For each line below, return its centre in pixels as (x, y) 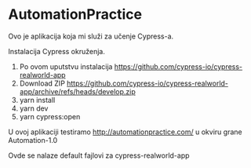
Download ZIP (42, 83)
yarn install (37, 100)
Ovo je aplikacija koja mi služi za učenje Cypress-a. (91, 36)
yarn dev (34, 108)
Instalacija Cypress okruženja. (57, 51)
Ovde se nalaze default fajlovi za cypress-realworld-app (99, 155)
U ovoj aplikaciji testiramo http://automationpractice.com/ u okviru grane (125, 132)
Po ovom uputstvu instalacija (66, 66)
